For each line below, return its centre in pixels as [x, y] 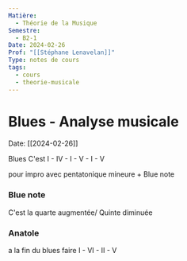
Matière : [23, 16]
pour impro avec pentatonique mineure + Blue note [92, 174]
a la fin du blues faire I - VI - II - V [63, 251]
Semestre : [25, 30]
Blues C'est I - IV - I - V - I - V [57, 159]
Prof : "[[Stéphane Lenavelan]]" [61, 53]
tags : [17, 68]
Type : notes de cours [44, 60]
